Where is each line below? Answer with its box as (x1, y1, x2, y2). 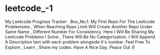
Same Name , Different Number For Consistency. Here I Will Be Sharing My (5, 29, 155, 34)
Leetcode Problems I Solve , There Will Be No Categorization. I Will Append (5, 34, 155, 40)
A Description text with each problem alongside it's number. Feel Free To (5, 39, 150, 44)
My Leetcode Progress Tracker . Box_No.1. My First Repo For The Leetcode (5, 19, 155, 24)
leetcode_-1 (5, 3, 53, 14)
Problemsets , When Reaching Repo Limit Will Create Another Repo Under (5, 23, 153, 29)
